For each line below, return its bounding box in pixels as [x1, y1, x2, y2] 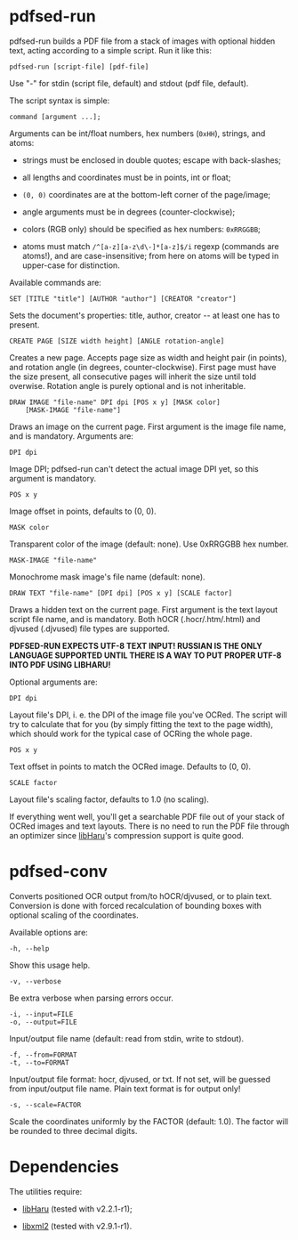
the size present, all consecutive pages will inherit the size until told [9, 371, 256, 382]
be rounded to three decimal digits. [9, 1125, 138, 1136]
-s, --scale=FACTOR [9, 1100, 82, 1109]
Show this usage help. [9, 960, 91, 970]
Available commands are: [9, 277, 102, 288]
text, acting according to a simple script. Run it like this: [9, 45, 212, 55]
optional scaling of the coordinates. [9, 910, 140, 920]
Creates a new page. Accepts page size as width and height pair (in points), [9, 352, 287, 362]
